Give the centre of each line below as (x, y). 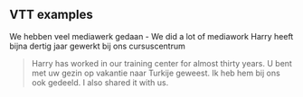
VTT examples (51, 15)
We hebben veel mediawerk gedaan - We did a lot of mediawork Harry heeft (151, 36)
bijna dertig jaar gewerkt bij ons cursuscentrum (97, 46)
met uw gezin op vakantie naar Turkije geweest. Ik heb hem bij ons (156, 73)
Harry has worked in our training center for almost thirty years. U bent (161, 63)
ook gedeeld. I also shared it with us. (100, 82)
